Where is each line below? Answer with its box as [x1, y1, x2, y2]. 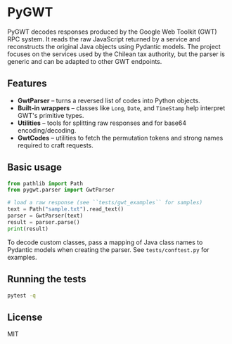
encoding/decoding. [17, 126, 77, 134]
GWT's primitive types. [17, 111, 84, 119]
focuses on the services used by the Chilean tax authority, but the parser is [7, 50, 225, 58]
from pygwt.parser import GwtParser [7, 187, 115, 194]
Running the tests [7, 273, 86, 285]
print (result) [7, 225, 49, 232]
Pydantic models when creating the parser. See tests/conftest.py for [7, 245, 210, 253]
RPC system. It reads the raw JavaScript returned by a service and [7, 34, 200, 43]
